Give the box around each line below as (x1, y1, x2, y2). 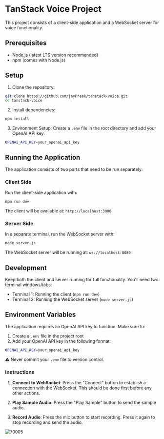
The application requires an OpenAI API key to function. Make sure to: (5, 323, 145, 329)
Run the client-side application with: (5, 189, 77, 196)
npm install (5, 116, 29, 122)
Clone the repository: (12, 84, 55, 90)
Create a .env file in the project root (12, 333, 84, 339)
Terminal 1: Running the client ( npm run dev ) (12, 292, 100, 297)
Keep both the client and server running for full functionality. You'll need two (5, 277, 159, 283)
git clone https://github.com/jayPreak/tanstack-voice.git (5, 94, 128, 99)
